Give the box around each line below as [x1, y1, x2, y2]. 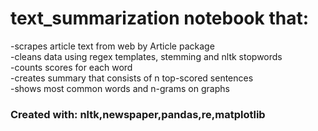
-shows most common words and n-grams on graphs [10, 82, 230, 94]
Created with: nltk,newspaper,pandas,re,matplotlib [10, 107, 266, 121]
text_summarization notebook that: [10, 7, 310, 30]
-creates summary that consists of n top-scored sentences [10, 72, 254, 84]
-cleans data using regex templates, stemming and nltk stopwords [10, 50, 283, 62]
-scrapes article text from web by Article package [10, 40, 215, 52]
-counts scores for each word [10, 61, 133, 73]
